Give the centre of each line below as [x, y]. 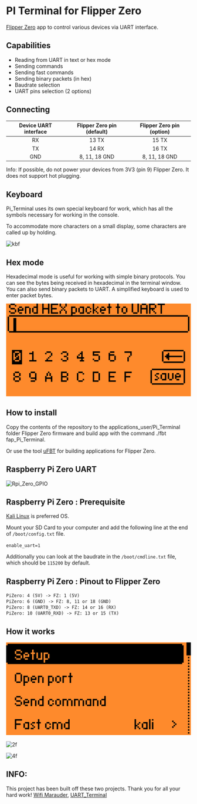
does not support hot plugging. [43, 176]
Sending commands [39, 66]
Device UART [35, 125]
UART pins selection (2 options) [53, 91]
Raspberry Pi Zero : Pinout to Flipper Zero [83, 581]
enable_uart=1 [23, 546]
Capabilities [28, 46]
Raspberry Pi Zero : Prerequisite [66, 502]
